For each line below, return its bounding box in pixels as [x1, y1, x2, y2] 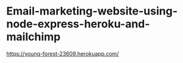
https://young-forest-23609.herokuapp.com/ [6, 50, 119, 57]
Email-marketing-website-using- [6, 4, 178, 18]
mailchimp [6, 30, 61, 44]
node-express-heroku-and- [6, 17, 151, 31]
